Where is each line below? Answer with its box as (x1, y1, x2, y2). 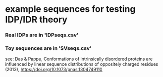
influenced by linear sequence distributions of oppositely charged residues (5, 61, 159, 67)
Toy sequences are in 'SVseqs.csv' (5, 45, 92, 52)
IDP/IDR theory (5, 14, 68, 25)
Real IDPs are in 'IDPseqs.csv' (5, 32, 79, 38)
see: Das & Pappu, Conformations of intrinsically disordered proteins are (5, 56, 153, 62)
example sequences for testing (5, 3, 136, 15)
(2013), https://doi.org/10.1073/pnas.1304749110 (5, 67, 103, 73)
